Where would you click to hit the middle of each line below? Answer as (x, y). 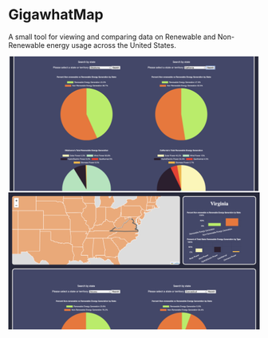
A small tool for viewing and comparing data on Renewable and (112, 37)
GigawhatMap (56, 15)
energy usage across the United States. (112, 45)
